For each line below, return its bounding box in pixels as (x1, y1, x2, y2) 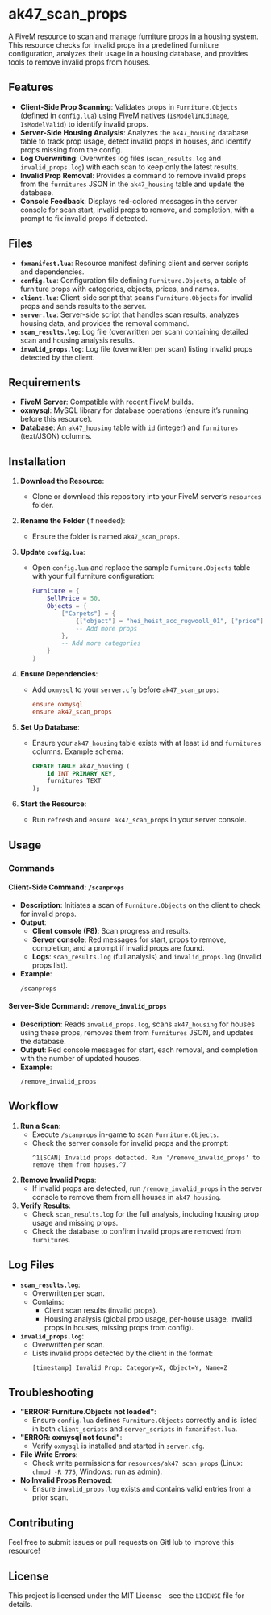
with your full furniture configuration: (31, 572, 155, 581)
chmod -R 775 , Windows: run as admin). (31, 1467, 163, 1476)
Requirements (8, 376, 81, 389)
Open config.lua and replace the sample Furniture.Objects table (31, 563, 251, 572)
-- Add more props (75, 624, 138, 633)
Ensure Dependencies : (19, 668, 98, 678)
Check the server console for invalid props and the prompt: (31, 1138, 229, 1147)
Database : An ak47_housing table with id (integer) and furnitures (19, 422, 239, 432)
